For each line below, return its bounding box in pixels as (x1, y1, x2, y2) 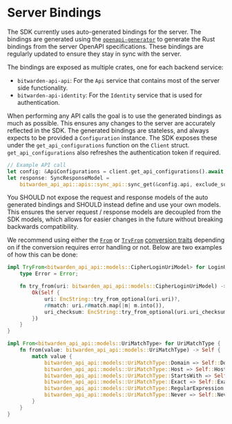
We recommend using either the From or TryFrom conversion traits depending (7, 236, 225, 244)
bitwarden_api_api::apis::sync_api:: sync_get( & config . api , (19, 181, 193, 188)
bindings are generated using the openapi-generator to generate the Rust (7, 34, 215, 43)
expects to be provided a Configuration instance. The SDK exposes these (7, 133, 217, 142)
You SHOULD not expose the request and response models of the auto (7, 193, 209, 201)
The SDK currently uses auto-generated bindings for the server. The (7, 28, 202, 36)
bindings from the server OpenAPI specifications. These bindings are (7, 42, 204, 50)
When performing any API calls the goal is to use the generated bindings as (7, 112, 222, 120)
